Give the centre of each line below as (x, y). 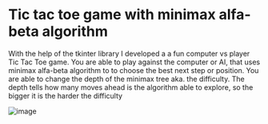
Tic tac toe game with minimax (112, 15)
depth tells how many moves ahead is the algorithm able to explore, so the (131, 87)
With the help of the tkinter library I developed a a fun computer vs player (129, 53)
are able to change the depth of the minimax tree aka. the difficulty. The (127, 79)
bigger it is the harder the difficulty (65, 95)
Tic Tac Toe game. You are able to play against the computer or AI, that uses (134, 62)
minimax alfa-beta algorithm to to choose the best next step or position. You (134, 70)
